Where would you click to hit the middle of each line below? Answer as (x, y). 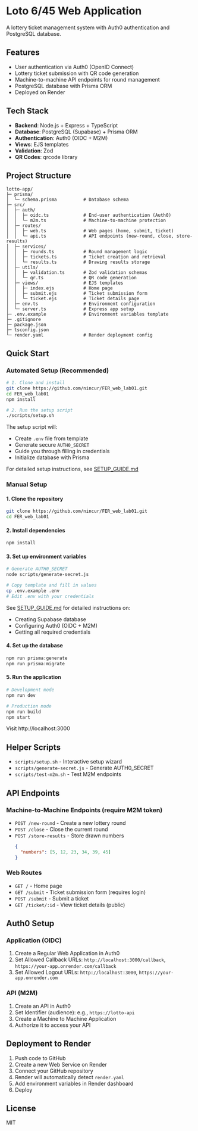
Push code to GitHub (40, 1058)
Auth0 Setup (30, 923)
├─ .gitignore (24, 320)
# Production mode (29, 706)
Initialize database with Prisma (52, 457)
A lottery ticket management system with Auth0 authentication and (88, 27)
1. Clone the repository (35, 498)
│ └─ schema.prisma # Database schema (67, 200)
